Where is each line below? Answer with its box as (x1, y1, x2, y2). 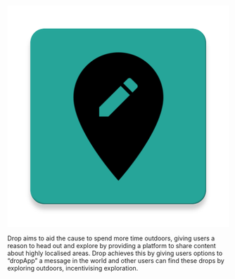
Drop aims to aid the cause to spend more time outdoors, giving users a (7, 234, 215, 242)
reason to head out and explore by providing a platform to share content (7, 242, 216, 249)
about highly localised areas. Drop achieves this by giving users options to (7, 249, 223, 257)
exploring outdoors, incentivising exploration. (7, 264, 139, 272)
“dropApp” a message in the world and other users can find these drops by (7, 257, 225, 265)
